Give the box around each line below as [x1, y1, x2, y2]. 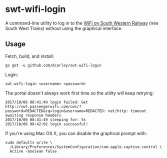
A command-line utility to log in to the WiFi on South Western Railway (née [5, 20, 158, 26]
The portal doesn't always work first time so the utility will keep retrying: [5, 90, 154, 96]
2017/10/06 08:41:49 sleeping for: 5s [5, 117, 86, 122]
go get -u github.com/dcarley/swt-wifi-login [5, 62, 101, 68]
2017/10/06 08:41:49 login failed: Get [5, 99, 88, 104]
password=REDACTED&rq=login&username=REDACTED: [5, 108, 106, 113]
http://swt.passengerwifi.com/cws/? [5, 104, 81, 109]
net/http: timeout [108, 108, 146, 113]
